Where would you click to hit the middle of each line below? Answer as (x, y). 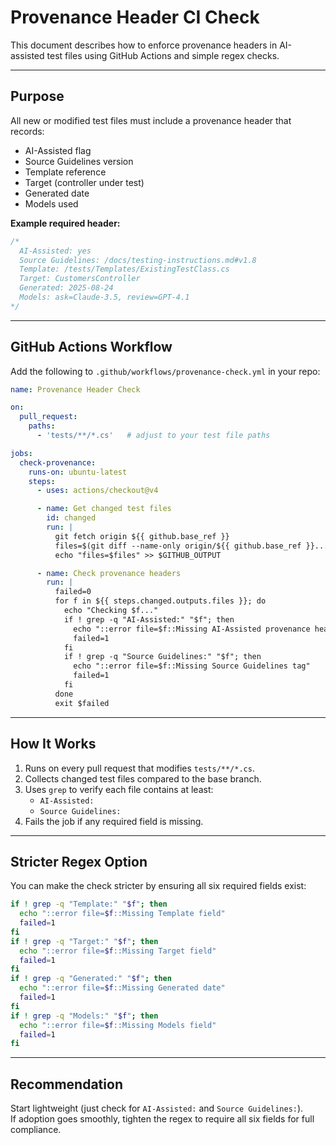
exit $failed (82, 703)
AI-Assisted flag (58, 150)
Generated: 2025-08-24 (66, 288)
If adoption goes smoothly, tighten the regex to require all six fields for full (162, 1119)
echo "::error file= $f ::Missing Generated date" (122, 988)
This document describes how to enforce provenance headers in (144, 45)
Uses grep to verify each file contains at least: (119, 789)
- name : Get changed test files (104, 509)
